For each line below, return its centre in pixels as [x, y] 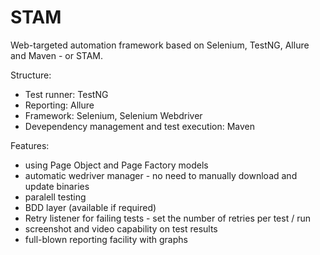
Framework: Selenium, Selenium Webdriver [113, 115]
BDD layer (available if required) [90, 207]
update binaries [57, 186]
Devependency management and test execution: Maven [140, 126]
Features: [30, 145]
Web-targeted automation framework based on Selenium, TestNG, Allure [160, 45]
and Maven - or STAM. [56, 55]
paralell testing [55, 197]
